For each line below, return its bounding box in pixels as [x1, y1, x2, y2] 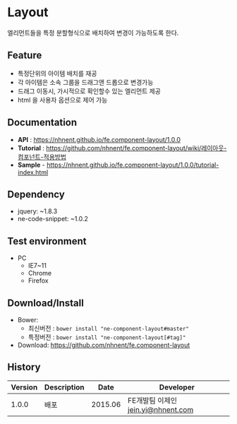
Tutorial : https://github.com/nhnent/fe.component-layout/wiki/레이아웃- [17, 143, 227, 152]
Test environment [7, 235, 87, 247]
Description [44, 382, 85, 392]
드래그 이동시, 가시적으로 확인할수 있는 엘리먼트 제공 [17, 86, 161, 95]
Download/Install [7, 297, 85, 309]
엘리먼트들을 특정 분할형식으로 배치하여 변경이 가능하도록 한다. [7, 28, 179, 37]
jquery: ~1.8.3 [17, 207, 58, 216]
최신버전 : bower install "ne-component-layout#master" [28, 324, 189, 332]
